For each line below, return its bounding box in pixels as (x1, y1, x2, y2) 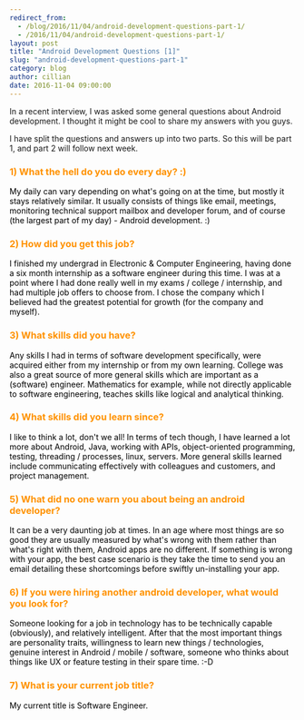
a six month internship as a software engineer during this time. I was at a (9, 268, 281, 279)
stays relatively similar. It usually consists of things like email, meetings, (9, 195, 277, 206)
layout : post (9, 38, 59, 48)
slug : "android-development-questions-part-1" (9, 55, 189, 64)
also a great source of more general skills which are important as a (9, 369, 259, 380)
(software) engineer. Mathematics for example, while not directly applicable (9, 379, 292, 390)
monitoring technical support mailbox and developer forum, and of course (9, 205, 286, 216)
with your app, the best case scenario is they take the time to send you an (9, 554, 286, 565)
